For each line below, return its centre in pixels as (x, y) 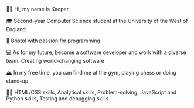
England (16, 29)
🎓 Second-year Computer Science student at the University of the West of (97, 21)
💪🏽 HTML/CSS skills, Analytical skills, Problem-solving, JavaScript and (91, 92)
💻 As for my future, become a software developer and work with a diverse (96, 52)
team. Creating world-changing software (55, 61)
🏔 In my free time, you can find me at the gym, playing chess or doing (91, 72)
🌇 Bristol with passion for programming (53, 41)
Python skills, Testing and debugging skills (57, 99)
